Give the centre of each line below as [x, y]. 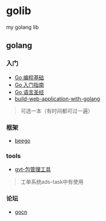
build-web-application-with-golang [57, 99]
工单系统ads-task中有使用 [52, 182]
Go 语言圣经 [29, 92]
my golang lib [23, 27]
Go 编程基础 [29, 77]
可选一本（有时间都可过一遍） [57, 110]
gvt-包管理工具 [33, 169]
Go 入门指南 [29, 85]
